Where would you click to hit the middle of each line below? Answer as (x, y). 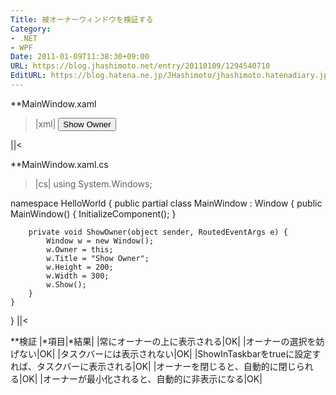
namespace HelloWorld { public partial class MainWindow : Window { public (166, 203)
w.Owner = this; (80, 249)
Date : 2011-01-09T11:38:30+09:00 (80, 57)
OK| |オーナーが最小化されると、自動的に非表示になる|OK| (142, 378)
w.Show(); (66, 284)
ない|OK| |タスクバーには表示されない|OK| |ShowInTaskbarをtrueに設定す (170, 353)
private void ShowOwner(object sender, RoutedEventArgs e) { (158, 232)
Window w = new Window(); (100, 241)
